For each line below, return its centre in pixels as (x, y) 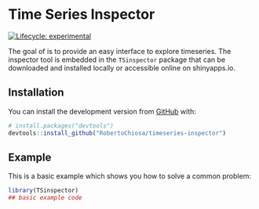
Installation (36, 93)
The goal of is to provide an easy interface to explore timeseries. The (120, 51)
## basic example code (45, 198)
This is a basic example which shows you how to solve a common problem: (129, 176)
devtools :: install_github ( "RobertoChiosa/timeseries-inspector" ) (117, 133)
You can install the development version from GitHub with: (102, 111)
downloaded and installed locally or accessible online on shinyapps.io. (122, 67)
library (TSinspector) (44, 191)
